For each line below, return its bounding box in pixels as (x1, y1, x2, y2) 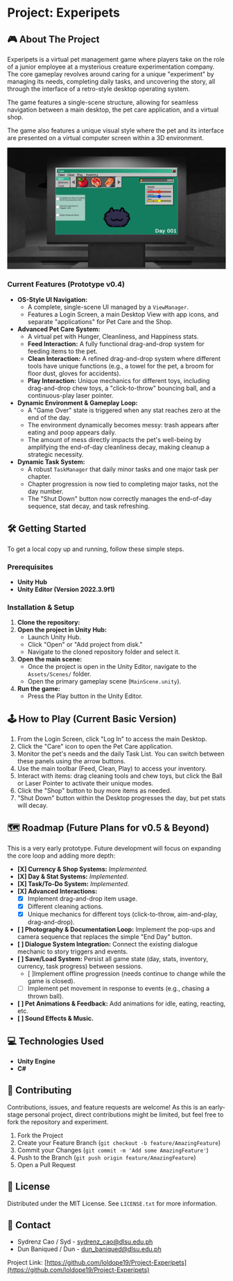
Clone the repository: (17, 618, 80, 627)
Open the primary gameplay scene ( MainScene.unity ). (27, 677, 182, 686)
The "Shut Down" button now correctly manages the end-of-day (27, 494, 212, 502)
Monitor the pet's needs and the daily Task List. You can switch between (17, 749, 225, 758)
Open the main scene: (17, 655, 83, 663)
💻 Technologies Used (7, 1035, 104, 1047)
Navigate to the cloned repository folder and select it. (27, 647, 180, 656)
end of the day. (27, 413, 71, 421)
